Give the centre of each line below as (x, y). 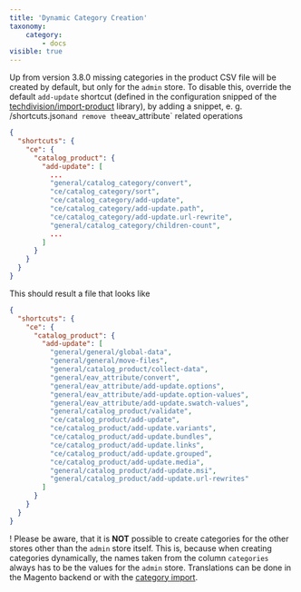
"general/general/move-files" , (109, 361)
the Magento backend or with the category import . (103, 577)
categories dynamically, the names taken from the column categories (139, 557)
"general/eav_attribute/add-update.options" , (137, 386)
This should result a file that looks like (80, 293)
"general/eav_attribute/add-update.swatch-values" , (149, 403)
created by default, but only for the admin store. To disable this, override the (150, 87)
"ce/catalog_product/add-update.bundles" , (131, 437)
